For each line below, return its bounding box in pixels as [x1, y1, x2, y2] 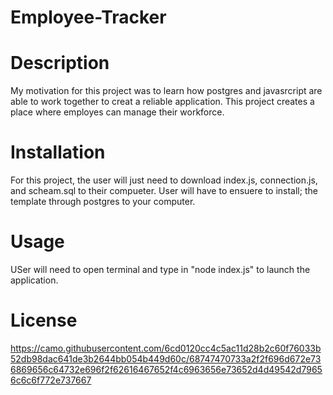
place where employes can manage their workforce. [10, 106, 225, 118]
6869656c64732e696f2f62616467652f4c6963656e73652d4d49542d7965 [10, 363, 323, 375]
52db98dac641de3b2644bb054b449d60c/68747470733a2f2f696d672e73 [10, 352, 322, 365]
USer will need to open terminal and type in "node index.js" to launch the [10, 264, 311, 275]
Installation [10, 141, 106, 164]
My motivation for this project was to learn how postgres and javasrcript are [10, 85, 323, 97]
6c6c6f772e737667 [10, 374, 92, 386]
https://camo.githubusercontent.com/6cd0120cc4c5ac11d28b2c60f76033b [10, 342, 322, 354]
